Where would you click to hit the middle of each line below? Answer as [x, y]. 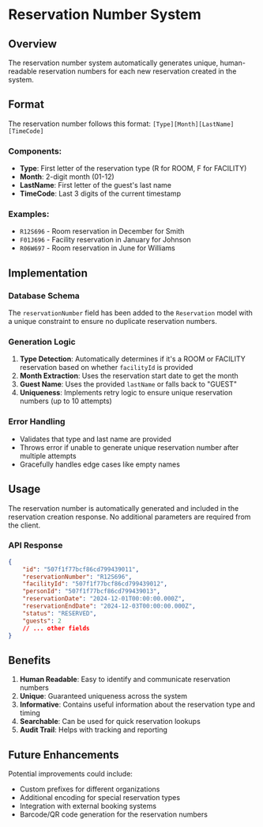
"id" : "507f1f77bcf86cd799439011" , [81, 569]
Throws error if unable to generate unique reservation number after [129, 447]
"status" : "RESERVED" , [60, 613]
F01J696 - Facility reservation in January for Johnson [105, 240]
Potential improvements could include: [70, 774]
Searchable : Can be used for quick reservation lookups [110, 722]
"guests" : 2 [42, 621]
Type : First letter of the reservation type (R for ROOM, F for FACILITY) [133, 169]
